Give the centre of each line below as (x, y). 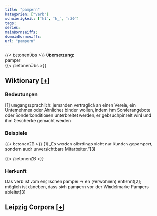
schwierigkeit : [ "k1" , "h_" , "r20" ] (42, 18)
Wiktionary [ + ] (27, 81)
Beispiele (16, 133)
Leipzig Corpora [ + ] (35, 207)
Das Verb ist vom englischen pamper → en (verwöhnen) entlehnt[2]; (73, 182)
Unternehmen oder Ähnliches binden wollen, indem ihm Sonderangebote (78, 110)
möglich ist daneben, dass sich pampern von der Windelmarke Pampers (77, 187)
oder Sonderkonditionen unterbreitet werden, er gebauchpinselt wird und (78, 115)
